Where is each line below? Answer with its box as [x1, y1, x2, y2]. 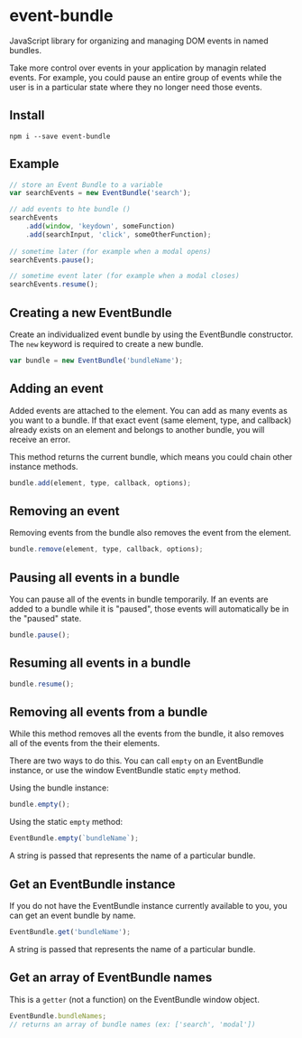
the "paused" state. [9, 613, 82, 624]
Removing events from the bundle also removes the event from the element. [9, 528, 291, 538]
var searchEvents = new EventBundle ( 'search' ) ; [9, 189, 192, 198]
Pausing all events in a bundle [9, 570, 180, 585]
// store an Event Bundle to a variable [9, 180, 164, 190]
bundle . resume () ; [9, 679, 75, 688]
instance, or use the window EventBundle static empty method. [9, 765, 242, 776]
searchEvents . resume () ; [9, 280, 99, 289]
